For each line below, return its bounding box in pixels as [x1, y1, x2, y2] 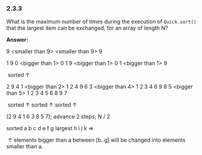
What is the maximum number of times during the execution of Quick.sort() [6, 18, 197, 25]
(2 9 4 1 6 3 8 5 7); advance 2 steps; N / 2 [6, 113, 110, 120]
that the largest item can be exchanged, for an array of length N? [6, 24, 169, 31]
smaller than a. [6, 143, 44, 150]
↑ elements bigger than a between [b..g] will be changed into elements [7, 136, 186, 143]
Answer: [6, 36, 29, 44]
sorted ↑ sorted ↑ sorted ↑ [7, 101, 78, 108]
